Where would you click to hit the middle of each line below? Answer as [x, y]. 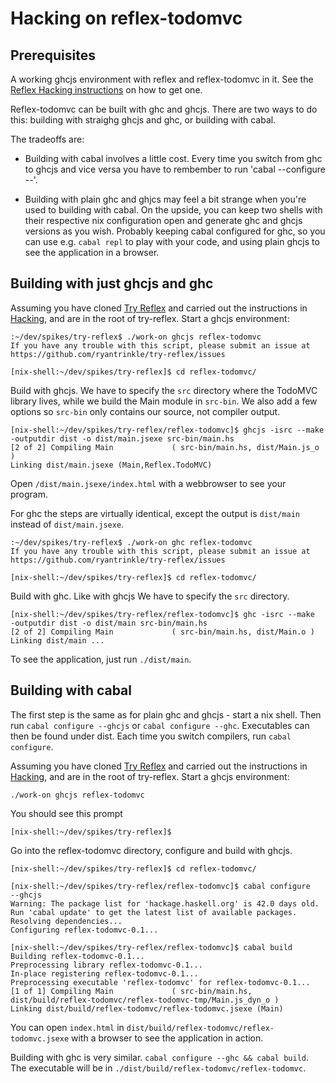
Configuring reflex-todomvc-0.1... [84, 930]
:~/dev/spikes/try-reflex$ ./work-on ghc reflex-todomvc [131, 542]
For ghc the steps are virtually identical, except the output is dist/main [155, 513]
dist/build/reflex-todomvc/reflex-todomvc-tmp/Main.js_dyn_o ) [145, 1000]
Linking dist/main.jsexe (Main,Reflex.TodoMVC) [111, 465]
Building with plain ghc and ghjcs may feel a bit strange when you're [165, 199]
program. [29, 494]
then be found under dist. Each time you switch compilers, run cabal [151, 736]
